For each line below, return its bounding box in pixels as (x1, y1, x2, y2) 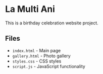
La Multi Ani (5, 3, 55, 15)
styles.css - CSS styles (12, 58, 61, 64)
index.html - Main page (12, 47, 61, 53)
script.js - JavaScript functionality (12, 63, 86, 69)
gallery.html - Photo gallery (12, 53, 71, 59)
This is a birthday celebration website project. (5, 20, 99, 26)
